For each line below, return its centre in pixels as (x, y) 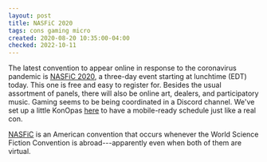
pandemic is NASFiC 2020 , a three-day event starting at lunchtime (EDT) (128, 77)
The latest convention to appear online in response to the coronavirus (122, 68)
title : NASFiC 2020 (41, 23)
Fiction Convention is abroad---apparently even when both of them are (125, 143)
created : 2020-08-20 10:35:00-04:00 (69, 38)
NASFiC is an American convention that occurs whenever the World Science (133, 134)
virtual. (20, 152)
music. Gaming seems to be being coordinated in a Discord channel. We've (132, 102)
